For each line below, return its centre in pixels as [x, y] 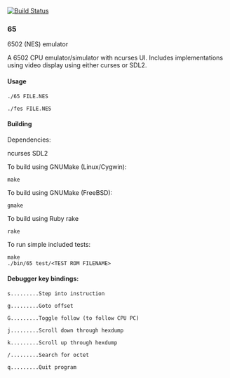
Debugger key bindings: [43, 279]
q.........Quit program [42, 367]
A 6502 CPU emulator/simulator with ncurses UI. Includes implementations [115, 58]
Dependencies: [29, 140]
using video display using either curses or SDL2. [77, 65]
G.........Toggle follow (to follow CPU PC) [73, 318]
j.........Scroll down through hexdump [66, 330]
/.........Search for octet [48, 355]
